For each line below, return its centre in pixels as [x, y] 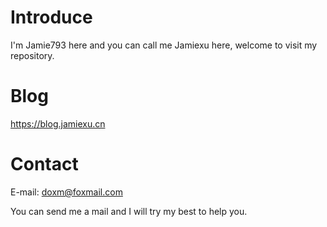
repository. [32, 55]
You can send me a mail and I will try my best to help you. [129, 211]
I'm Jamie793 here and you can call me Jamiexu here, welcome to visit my [164, 45]
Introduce [51, 17]
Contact [44, 164]
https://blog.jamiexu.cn [58, 123]
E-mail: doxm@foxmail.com [66, 192]
